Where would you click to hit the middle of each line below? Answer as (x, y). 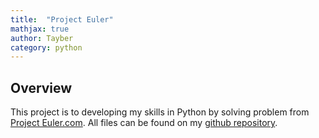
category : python (46, 47)
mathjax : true (40, 29)
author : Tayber (42, 38)
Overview (41, 87)
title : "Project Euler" (62, 19)
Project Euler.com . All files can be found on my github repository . (144, 123)
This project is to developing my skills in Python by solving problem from (160, 112)
